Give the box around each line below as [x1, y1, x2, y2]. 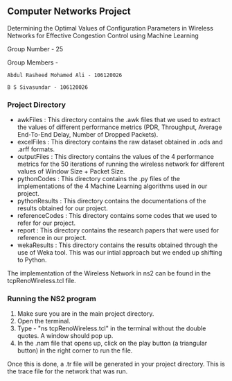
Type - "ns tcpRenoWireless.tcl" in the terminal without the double [17, 324, 206, 332]
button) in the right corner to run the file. [17, 346, 133, 355]
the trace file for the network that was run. [7, 367, 128, 375]
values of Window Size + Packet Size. [17, 167, 125, 176]
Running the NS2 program [7, 294, 97, 304]
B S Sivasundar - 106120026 [7, 83, 89, 91]
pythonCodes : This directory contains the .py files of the [17, 175, 180, 183]
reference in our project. [17, 234, 87, 242]
